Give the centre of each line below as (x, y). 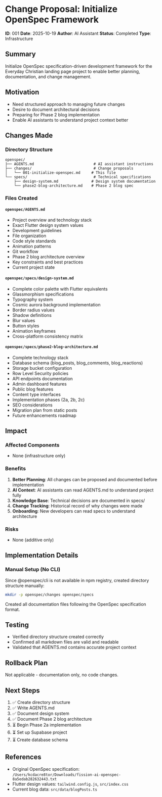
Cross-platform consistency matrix (47, 336)
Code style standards (34, 241)
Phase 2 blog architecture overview (48, 257)
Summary (20, 54)
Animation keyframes (34, 331)
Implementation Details (42, 555)
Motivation (22, 92)
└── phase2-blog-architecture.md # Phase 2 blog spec (74, 186)
